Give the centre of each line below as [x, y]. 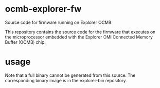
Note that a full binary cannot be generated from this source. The [70, 75]
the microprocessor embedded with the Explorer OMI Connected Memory [79, 37]
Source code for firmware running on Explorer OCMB [58, 22]
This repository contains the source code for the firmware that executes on [80, 32]
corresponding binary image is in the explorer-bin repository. [66, 80]
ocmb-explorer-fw [43, 9]
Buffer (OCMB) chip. [26, 42]
